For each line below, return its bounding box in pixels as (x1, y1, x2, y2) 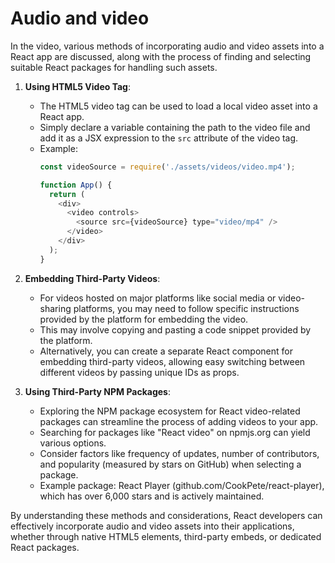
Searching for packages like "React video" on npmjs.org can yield (39, 426, 311, 438)
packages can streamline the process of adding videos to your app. (39, 415, 319, 427)
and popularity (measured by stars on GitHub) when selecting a (39, 458, 302, 470)
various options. (39, 437, 107, 449)
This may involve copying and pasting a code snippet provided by (39, 323, 312, 336)
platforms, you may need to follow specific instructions (73, 302, 300, 314)
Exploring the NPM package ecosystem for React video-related (39, 405, 301, 417)
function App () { (39, 180, 113, 190)
